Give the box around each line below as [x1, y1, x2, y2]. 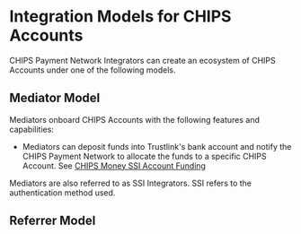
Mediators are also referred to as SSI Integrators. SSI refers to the [9, 178, 252, 188]
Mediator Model [9, 91, 101, 106]
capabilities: [9, 124, 54, 134]
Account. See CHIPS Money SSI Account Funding [22, 160, 207, 171]
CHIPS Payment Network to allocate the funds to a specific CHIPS [22, 151, 267, 161]
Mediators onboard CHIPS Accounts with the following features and [9, 114, 261, 125]
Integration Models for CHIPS [9, 6, 232, 27]
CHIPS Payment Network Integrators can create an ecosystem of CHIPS [9, 55, 276, 65]
